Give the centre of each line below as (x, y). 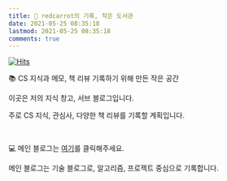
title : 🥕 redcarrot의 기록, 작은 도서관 (71, 16)
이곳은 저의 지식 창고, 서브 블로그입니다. (71, 98)
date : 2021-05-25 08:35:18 (54, 24)
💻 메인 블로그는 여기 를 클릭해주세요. (66, 149)
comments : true (34, 39)
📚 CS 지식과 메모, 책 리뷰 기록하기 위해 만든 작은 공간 (94, 79)
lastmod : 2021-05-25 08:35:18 (60, 31)
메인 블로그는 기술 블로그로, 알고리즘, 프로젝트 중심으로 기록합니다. (114, 168)
